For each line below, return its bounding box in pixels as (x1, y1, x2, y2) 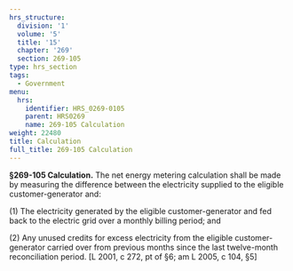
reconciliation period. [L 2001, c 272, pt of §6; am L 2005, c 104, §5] (9, 251, 257, 262)
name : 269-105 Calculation (25, 121, 125, 130)
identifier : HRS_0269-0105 (25, 104, 125, 113)
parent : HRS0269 (25, 112, 86, 121)
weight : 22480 (9, 129, 62, 138)
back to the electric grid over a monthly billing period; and (9, 215, 222, 226)
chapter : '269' (17, 46, 74, 55)
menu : (9, 87, 29, 96)
